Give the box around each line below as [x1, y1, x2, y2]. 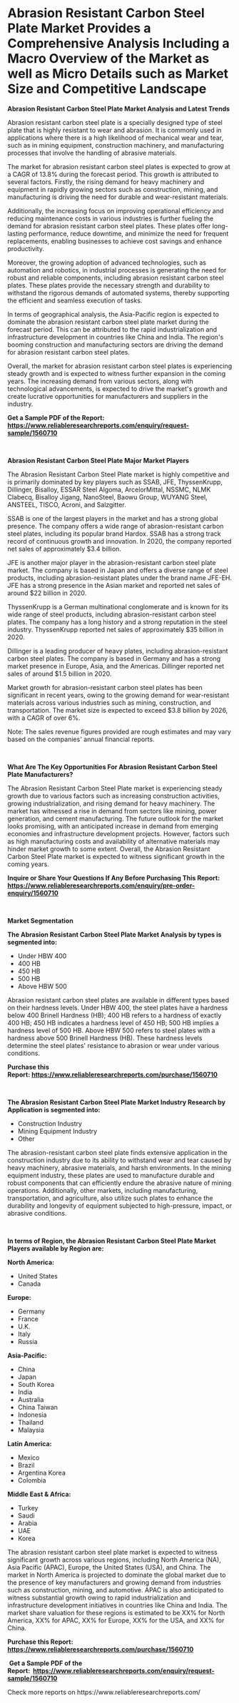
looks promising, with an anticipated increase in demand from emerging [7, 822, 219, 830]
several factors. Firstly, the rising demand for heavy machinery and [7, 177, 205, 186]
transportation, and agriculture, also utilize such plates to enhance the [7, 1194, 213, 1202]
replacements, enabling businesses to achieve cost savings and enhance [7, 237, 223, 245]
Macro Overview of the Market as [7, 51, 210, 67]
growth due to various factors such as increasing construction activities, [7, 791, 220, 800]
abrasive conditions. [7, 1209, 67, 1217]
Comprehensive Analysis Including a [7, 36, 230, 51]
